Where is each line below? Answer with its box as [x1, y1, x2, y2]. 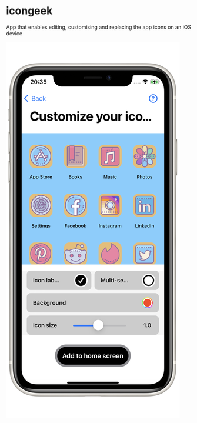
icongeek [6, 4, 53, 18]
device [6, 29, 22, 36]
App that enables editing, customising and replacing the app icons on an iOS [6, 24, 192, 31]
